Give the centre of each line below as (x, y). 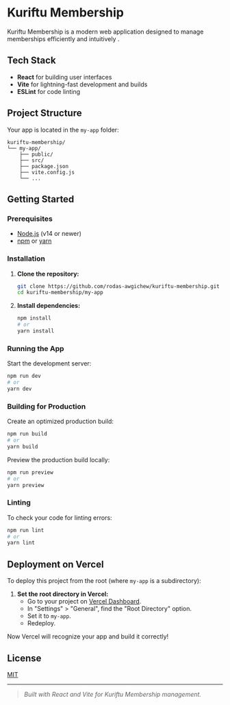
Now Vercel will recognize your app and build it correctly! (88, 636)
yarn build (23, 446)
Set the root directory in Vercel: (63, 594)
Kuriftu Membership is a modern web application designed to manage (105, 32)
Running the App (36, 348)
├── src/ (32, 160)
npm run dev (24, 376)
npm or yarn (34, 241)
